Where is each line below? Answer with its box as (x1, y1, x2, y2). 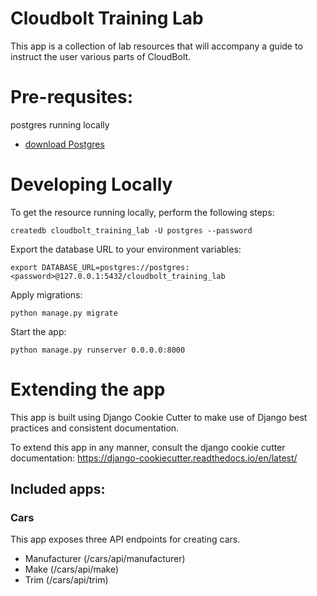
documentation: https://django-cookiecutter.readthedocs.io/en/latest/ (10, 452, 298, 464)
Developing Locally (10, 173, 173, 196)
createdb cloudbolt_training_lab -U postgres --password (10, 225, 253, 236)
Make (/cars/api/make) (24, 563, 120, 576)
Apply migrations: (10, 288, 83, 301)
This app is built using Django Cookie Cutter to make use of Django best (10, 411, 308, 423)
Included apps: (10, 481, 106, 498)
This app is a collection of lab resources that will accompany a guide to (10, 40, 303, 52)
